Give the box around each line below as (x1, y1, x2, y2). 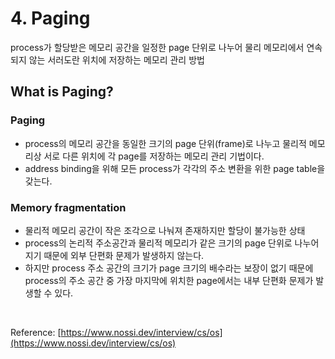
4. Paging (10, 7, 91, 30)
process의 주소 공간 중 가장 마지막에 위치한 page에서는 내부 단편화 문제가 (24, 274, 314, 286)
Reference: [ (10, 326, 62, 338)
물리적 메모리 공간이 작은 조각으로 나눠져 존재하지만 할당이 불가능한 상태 (24, 224, 306, 236)
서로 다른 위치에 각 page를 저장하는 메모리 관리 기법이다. (43, 150, 265, 162)
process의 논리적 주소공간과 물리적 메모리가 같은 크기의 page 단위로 (24, 237, 293, 249)
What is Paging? (10, 83, 114, 101)
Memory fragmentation (10, 200, 127, 214)
